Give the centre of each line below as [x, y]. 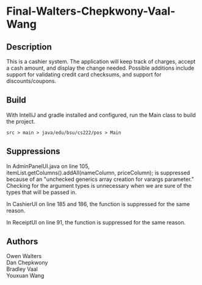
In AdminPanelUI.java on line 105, [48, 166]
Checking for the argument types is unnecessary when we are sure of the [99, 185]
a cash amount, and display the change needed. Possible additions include [100, 68]
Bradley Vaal [22, 269]
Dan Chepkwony [27, 263]
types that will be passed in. [41, 192]
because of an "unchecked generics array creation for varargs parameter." [100, 179]
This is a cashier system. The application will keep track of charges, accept [101, 61]
